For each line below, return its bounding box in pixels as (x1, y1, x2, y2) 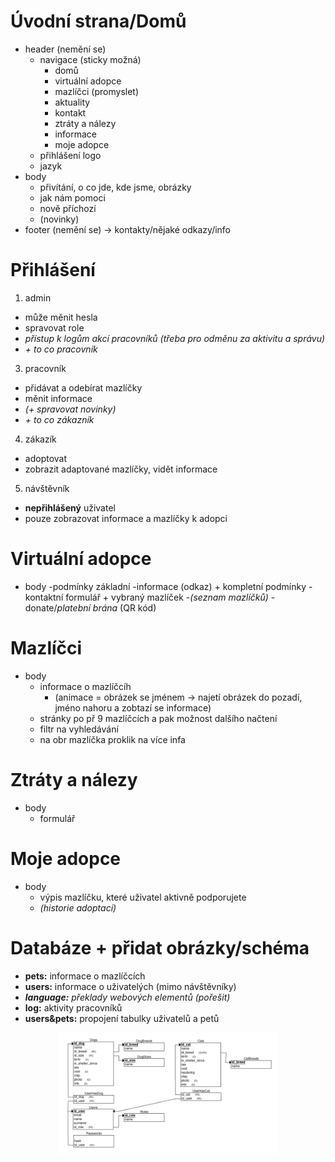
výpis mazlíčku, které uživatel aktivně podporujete (39, 891, 247, 903)
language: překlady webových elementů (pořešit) (24, 991, 231, 1003)
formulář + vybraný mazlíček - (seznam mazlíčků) (65, 591, 269, 603)
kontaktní (24, 591, 64, 603)
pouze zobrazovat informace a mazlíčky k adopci (24, 512, 228, 524)
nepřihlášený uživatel (24, 501, 116, 514)
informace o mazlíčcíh (39, 680, 132, 692)
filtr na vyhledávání (39, 723, 119, 735)
